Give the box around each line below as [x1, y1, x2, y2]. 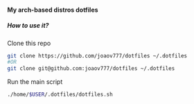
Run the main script [7, 78, 63, 86]
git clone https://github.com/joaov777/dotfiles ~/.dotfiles [7, 52, 188, 59]
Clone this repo [7, 39, 51, 47]
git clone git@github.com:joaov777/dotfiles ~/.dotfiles [7, 65, 175, 72]
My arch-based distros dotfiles [7, 6, 98, 14]
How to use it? [7, 21, 49, 30]
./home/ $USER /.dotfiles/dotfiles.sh [7, 91, 113, 98]
